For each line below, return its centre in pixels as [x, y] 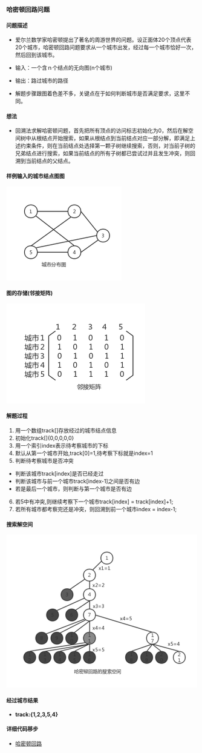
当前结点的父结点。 [50, 161]
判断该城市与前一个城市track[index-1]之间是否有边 [77, 481]
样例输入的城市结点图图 [35, 176]
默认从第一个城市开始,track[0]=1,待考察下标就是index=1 [84, 453]
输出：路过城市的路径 [41, 81]
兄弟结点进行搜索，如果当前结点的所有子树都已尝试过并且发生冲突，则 [103, 153]
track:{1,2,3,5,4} [37, 714]
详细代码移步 [22, 729]
